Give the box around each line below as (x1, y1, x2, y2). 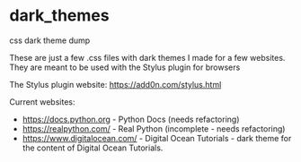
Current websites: (9, 96, 75, 107)
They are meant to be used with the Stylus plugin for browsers (9, 62, 241, 72)
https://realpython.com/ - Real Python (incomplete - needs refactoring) (22, 123, 286, 134)
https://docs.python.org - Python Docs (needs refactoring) (22, 114, 240, 124)
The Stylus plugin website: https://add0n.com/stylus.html (9, 79, 222, 90)
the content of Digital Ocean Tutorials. (22, 142, 164, 153)
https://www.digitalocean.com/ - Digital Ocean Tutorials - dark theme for (22, 132, 292, 143)
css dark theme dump (9, 35, 91, 46)
